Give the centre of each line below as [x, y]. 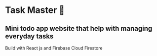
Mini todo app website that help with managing [79, 28]
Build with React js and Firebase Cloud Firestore [54, 48]
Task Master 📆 [35, 10]
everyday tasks [29, 36]
